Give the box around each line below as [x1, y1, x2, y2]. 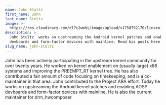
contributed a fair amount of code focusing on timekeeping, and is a [5, 73, 144, 79]
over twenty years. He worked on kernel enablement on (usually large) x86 [5, 63, 158, 69]
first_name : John [5, 12, 41, 17]
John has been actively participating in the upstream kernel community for [5, 57, 157, 63]
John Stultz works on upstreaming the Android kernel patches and [9, 35, 152, 40]
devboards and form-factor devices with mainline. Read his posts [9, 39, 149, 44]
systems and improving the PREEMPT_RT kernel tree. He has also [5, 68, 139, 74]
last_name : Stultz [5, 16, 43, 21]
